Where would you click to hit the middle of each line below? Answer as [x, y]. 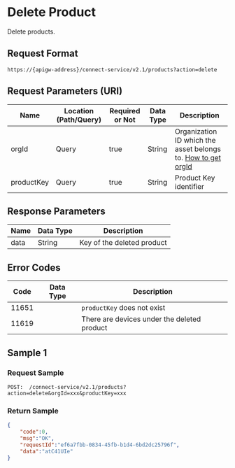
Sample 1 [27, 353]
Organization [196, 132]
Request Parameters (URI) [65, 91]
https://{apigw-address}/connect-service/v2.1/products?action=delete [112, 70]
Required [125, 111]
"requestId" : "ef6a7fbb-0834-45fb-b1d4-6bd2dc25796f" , [100, 445]
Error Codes [34, 268]
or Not [125, 120]
